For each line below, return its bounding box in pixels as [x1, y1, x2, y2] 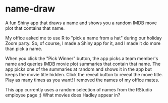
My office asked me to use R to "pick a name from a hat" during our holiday [5, 35, 162, 41]
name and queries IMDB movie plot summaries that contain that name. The [5, 61, 161, 67]
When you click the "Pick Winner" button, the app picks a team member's [5, 55, 158, 61]
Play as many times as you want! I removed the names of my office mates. [5, 77, 159, 83]
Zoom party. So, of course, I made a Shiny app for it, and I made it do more [5, 40, 161, 46]
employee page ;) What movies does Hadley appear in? [5, 92, 121, 98]
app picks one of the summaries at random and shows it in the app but [5, 66, 152, 72]
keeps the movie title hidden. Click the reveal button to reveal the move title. [5, 71, 163, 77]
